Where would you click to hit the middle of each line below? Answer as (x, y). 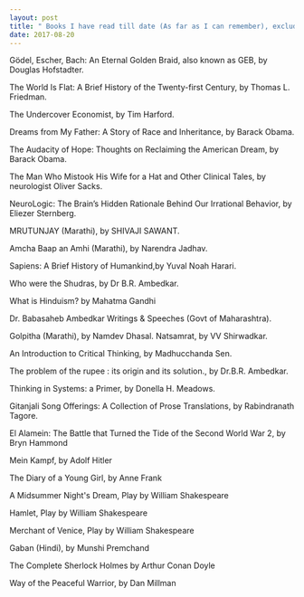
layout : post (34, 18)
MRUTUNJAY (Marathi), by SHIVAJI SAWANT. (95, 231)
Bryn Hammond (38, 443)
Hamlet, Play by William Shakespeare (78, 513)
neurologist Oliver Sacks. (56, 186)
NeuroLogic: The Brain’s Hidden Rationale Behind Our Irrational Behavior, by (151, 204)
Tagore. (24, 416)
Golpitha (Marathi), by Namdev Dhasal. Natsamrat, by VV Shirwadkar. (139, 336)
